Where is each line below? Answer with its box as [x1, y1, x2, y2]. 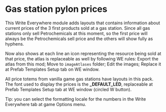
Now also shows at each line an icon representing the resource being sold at [5, 51, 162, 56]
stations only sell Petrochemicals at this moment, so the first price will [5, 30, 148, 36]
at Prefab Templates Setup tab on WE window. [5, 66, 100, 72]
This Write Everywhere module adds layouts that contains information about [5, 20, 160, 26]
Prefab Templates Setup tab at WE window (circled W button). [5, 86, 132, 92]
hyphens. [5, 41, 24, 47]
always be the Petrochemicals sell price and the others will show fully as [5, 36, 153, 42]
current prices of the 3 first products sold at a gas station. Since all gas [5, 25, 150, 31]
